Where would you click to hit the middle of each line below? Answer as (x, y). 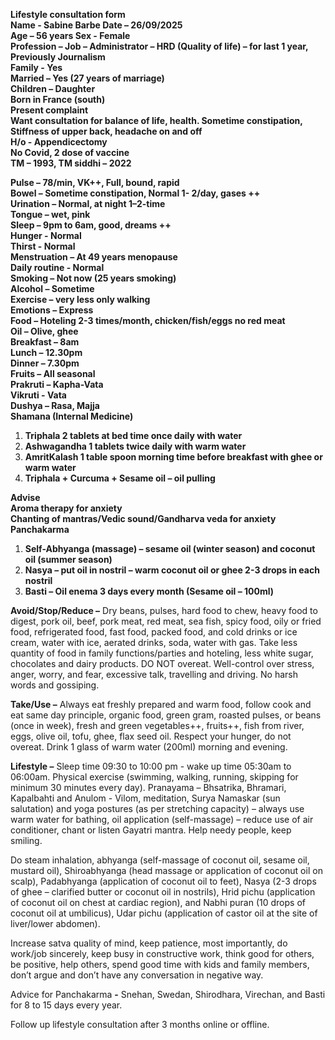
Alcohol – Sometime (52, 288)
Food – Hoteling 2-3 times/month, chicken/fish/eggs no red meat (148, 320)
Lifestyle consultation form (68, 14)
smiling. (26, 840)
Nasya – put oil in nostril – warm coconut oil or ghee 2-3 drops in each (172, 570)
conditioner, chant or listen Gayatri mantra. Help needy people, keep (151, 830)
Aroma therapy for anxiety (66, 508)
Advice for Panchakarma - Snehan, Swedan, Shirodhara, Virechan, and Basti (168, 994)
